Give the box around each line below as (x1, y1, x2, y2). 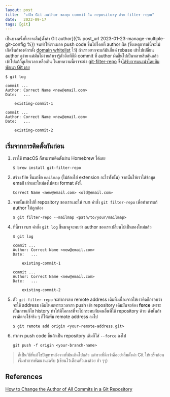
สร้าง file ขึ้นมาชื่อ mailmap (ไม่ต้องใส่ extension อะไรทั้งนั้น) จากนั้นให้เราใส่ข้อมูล (12, 174, 156, 181)
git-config (5, 41, 26, 47)
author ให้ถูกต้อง (12, 205, 44, 211)
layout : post (5, 7, 33, 13)
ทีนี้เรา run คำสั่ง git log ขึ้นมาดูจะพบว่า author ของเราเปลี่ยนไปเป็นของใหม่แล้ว (12, 224, 152, 230)
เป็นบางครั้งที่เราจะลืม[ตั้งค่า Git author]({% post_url (5, 36, 99, 42)
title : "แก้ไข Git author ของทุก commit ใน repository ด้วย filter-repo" (5, 12, 155, 17)
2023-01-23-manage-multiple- (100, 36, 165, 42)
